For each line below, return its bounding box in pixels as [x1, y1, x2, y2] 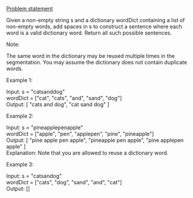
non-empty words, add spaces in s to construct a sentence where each [6, 23, 182, 30]
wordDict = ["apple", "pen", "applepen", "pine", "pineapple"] [6, 131, 154, 137]
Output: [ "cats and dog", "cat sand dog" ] [6, 101, 109, 108]
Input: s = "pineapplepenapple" [6, 124, 84, 131]
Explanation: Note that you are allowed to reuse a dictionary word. [6, 149, 169, 156]
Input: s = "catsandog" [6, 172, 62, 180]
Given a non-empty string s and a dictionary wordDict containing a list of [6, 17, 185, 23]
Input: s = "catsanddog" [6, 88, 65, 95]
